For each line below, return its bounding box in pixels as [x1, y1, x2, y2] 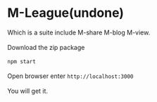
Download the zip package [7, 43, 85, 51]
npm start [7, 58, 37, 65]
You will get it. [7, 87, 48, 95]
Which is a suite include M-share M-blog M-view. [7, 28, 151, 37]
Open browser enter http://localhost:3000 [7, 72, 134, 80]
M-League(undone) [7, 5, 125, 21]
